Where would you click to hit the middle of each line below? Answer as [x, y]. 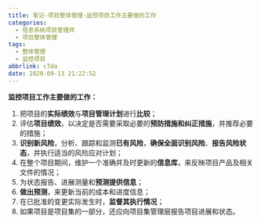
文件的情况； [40, 172]
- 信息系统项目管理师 [45, 30]
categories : [27, 23]
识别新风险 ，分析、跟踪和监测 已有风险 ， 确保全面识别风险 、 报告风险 [129, 142]
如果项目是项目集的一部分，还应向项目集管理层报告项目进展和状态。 [129, 211]
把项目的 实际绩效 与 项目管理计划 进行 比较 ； [88, 113]
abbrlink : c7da [33, 67]
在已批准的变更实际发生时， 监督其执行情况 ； [92, 201]
